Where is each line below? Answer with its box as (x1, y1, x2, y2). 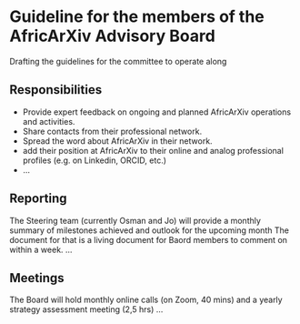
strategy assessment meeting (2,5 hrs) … (9, 304, 164, 315)
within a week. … (9, 244, 73, 255)
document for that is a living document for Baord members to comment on (9, 234, 288, 245)
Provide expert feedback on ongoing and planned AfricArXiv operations (22, 106, 292, 117)
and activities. (22, 116, 75, 127)
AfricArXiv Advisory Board (9, 25, 215, 46)
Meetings (9, 270, 65, 286)
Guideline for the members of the (9, 6, 265, 27)
